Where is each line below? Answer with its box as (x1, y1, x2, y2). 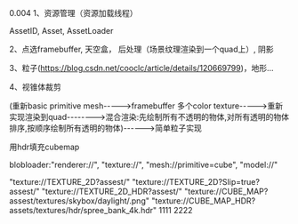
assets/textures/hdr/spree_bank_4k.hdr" (9, 205, 157, 215)
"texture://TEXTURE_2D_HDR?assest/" (41, 186, 182, 196)
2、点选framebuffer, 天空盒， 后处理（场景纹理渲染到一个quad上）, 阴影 (9, 44, 274, 54)
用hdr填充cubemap (9, 141, 80, 152)
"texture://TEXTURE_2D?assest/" (9, 177, 131, 187)
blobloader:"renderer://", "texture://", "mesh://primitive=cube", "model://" (9, 159, 278, 170)
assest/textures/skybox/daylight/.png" (9, 196, 149, 206)
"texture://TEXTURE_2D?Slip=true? (132, 177, 261, 187)
